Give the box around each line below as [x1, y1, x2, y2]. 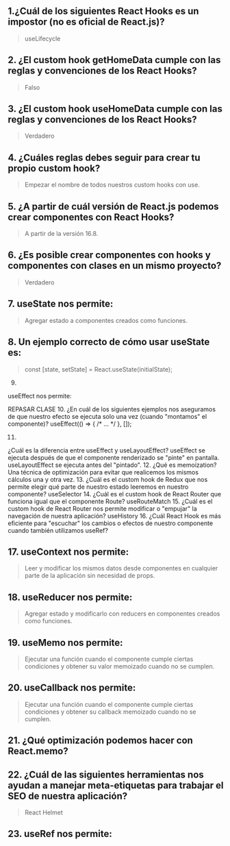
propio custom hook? [8, 162, 101, 174]
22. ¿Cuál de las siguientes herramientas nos [8, 769, 204, 780]
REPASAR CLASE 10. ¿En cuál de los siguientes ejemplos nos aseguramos [8, 404, 216, 413]
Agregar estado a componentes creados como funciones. [24, 316, 188, 324]
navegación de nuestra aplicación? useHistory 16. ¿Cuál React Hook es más [8, 511, 222, 520]
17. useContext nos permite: [8, 546, 129, 557]
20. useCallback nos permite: [8, 682, 136, 694]
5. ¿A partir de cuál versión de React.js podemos [8, 200, 219, 212]
